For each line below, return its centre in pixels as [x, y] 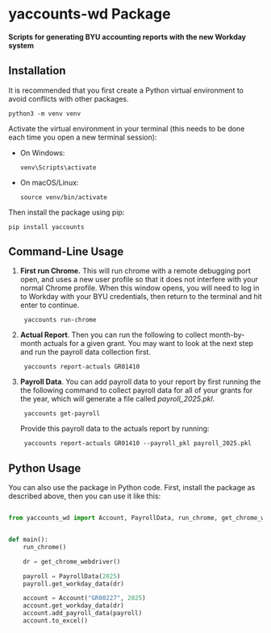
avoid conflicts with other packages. [69, 98]
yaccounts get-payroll [62, 414]
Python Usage [45, 468]
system [21, 45]
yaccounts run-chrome [60, 320]
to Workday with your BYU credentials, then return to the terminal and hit [141, 297]
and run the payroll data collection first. [85, 352]
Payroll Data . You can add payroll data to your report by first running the [140, 382]
